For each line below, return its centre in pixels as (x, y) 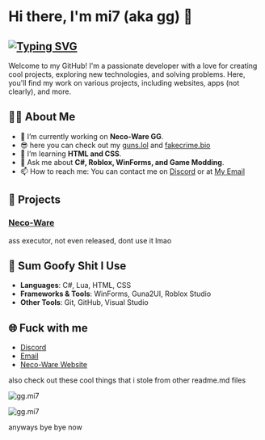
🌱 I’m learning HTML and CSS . (71, 154)
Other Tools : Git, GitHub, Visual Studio (84, 302)
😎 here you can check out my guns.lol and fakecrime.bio (115, 145)
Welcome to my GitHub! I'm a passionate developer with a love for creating (133, 66)
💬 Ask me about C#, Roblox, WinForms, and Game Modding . (122, 162)
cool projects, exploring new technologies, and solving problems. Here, (127, 74)
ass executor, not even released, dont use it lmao (90, 240)
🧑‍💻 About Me (42, 117)
